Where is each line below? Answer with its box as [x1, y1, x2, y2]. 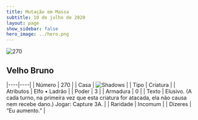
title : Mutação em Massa [6, 8, 69, 15]
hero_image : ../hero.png [6, 31, 69, 37]
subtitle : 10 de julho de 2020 [6, 14, 86, 21]
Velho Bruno [6, 65, 54, 75]
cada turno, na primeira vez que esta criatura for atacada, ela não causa [6, 94, 187, 101]
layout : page [6, 20, 39, 26]
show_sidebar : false [6, 25, 59, 32]
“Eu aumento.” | [6, 107, 46, 114]
